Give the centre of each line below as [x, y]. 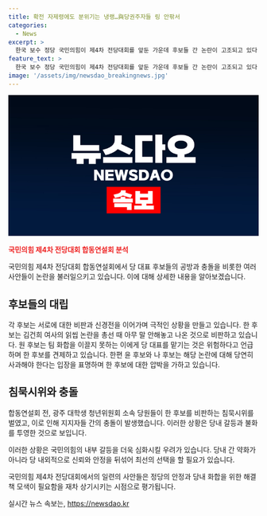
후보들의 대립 [39, 304]
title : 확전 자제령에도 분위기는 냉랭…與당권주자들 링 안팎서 [94, 17]
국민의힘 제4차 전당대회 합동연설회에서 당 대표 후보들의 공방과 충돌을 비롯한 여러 [132, 267]
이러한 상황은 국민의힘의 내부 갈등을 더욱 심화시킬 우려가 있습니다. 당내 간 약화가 [132, 449]
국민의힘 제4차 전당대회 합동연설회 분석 [68, 250]
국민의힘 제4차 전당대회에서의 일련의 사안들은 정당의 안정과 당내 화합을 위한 [125, 476]
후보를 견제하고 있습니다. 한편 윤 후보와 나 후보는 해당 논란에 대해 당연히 [143, 355]
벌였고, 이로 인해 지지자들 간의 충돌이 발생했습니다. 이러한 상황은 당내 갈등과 [126, 423]
